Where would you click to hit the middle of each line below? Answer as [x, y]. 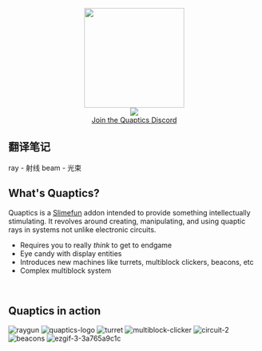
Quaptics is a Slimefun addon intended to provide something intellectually [129, 212]
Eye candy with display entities [71, 253]
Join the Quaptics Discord [134, 120]
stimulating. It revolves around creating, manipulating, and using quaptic [127, 221]
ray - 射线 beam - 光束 [45, 168]
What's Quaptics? [54, 193]
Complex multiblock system [65, 270]
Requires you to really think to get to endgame [96, 245]
